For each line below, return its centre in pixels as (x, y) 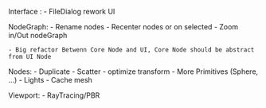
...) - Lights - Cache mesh (51, 80)
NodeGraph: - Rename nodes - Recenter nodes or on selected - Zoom (123, 27)
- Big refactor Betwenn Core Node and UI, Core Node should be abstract (131, 50)
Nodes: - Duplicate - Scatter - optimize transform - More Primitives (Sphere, (133, 71)
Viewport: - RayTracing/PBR (54, 95)
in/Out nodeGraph (38, 35)
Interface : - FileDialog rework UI (62, 12)
